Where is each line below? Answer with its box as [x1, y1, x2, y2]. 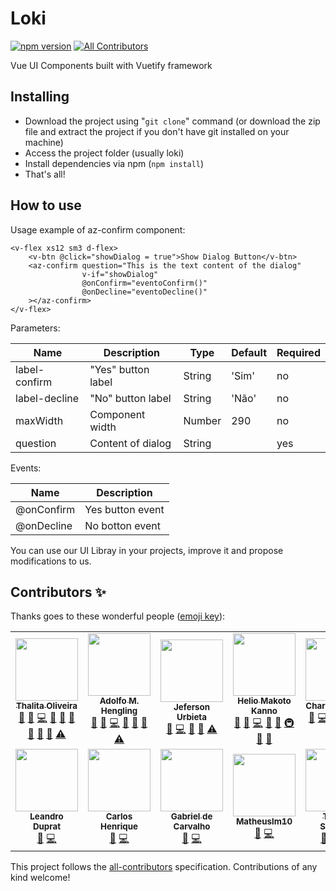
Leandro [29, 811, 64, 822]
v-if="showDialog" [81, 269, 159, 279]
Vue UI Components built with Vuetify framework [10, 59, 213, 71]
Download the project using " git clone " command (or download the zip [24, 115, 321, 127]
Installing [10, 88, 70, 106]
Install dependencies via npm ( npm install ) [24, 157, 205, 169]
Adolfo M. [99, 695, 140, 707]
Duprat [32, 821, 62, 832]
